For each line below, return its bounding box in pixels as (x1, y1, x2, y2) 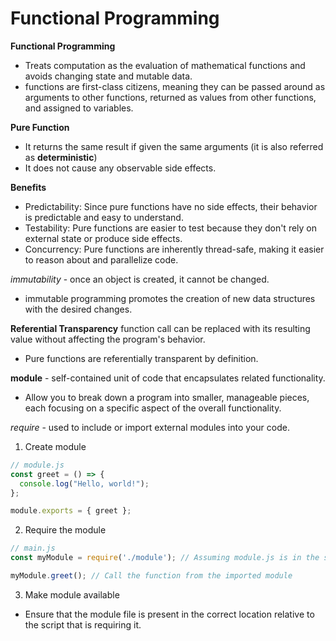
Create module (24, 440, 87, 452)
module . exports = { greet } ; (10, 506, 132, 516)
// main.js (10, 543, 56, 554)
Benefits (10, 181, 47, 193)
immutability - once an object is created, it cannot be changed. (10, 273, 270, 285)
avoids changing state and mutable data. (24, 70, 193, 82)
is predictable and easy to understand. (24, 211, 184, 223)
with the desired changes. (24, 303, 133, 315)
